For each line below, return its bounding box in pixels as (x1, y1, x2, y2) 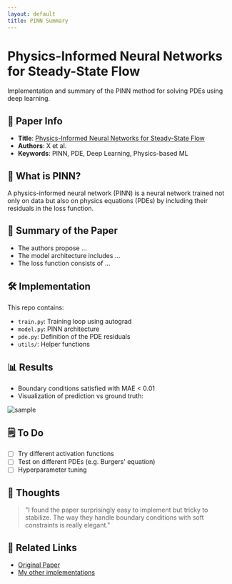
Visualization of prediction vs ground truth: (17, 391, 144, 400)
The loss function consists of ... (17, 259, 111, 267)
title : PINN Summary (7, 17, 69, 24)
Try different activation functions (17, 450, 114, 458)
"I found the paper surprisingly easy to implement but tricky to (24, 505, 208, 515)
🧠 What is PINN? (7, 169, 81, 182)
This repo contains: (7, 303, 64, 312)
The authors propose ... (17, 244, 87, 252)
